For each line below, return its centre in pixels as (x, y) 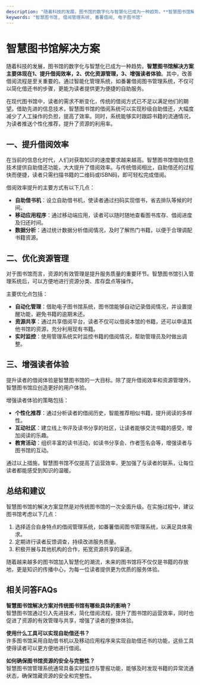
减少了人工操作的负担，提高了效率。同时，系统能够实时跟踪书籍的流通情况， (100, 116)
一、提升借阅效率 (37, 144)
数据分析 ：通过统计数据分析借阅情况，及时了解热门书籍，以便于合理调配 (103, 230)
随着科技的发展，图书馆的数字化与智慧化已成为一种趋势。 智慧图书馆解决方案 (100, 66)
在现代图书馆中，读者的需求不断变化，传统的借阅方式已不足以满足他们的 (95, 102)
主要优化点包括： (27, 294)
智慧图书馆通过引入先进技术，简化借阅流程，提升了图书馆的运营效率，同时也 (100, 613)
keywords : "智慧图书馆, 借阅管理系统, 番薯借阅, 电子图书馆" (74, 17)
